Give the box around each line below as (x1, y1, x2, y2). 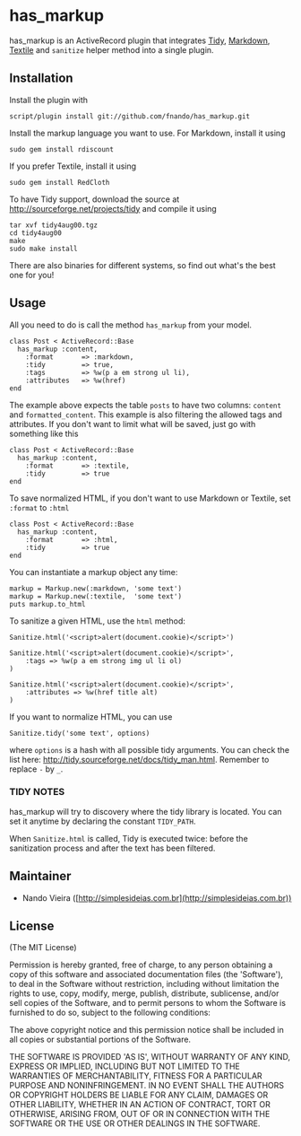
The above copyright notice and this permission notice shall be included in (9, 1025, 284, 1036)
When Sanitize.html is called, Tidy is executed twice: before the (9, 833, 248, 843)
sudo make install (9, 244, 78, 253)
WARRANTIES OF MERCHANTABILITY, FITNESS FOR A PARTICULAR (9, 1070, 262, 1081)
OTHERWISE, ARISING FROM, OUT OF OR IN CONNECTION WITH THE (9, 1109, 271, 1120)
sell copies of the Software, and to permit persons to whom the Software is (9, 998, 287, 1009)
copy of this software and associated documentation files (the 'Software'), (9, 969, 284, 980)
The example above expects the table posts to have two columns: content (9, 399, 282, 410)
